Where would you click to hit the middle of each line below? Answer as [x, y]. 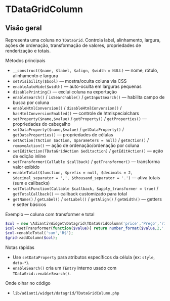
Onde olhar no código [28, 283]
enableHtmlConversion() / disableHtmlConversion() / [67, 108]
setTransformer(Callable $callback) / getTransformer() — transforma [86, 162]
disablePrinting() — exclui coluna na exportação [65, 92]
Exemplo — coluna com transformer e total [50, 214]
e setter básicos [29, 205]
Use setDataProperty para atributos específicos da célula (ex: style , [84, 257]
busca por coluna [31, 103]
